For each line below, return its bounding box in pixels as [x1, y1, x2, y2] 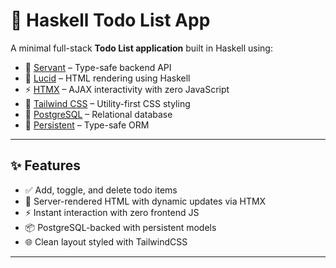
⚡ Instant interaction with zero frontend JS [24, 206, 200, 218]
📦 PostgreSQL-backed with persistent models [24, 221, 217, 233]
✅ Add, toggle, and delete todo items [24, 184, 178, 196]
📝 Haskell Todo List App [10, 9, 211, 32]
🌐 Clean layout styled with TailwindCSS [24, 235, 188, 248]
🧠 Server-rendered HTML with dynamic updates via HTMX [24, 195, 267, 207]
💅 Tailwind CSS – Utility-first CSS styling [24, 97, 191, 109]
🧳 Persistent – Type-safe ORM [24, 119, 150, 131]
